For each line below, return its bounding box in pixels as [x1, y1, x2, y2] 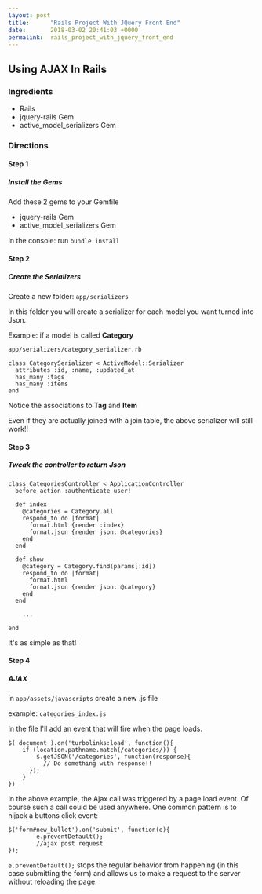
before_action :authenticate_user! [15, 487, 132, 494]
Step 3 [8, 442, 30, 451]
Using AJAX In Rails [8, 62, 107, 75]
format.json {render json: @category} [28, 582, 156, 591]
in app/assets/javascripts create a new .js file [8, 694, 158, 703]
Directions [8, 140, 49, 151]
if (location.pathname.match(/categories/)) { [22, 746, 177, 754]
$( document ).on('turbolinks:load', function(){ [8, 739, 174, 747]
